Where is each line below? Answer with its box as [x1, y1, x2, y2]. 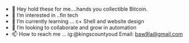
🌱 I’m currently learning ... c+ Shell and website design [11, 18, 144, 24]
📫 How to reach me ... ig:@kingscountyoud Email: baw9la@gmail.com [11, 31, 183, 37]
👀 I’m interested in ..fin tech [11, 12, 78, 19]
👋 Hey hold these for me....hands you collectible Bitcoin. [11, 6, 148, 12]
